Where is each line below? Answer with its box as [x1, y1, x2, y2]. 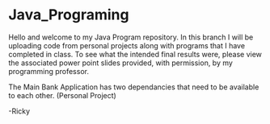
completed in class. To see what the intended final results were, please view [8, 49, 263, 59]
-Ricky [8, 106, 31, 116]
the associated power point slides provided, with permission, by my [8, 58, 233, 68]
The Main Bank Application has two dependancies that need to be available [8, 82, 259, 92]
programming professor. [8, 66, 89, 76]
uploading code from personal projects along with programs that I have [8, 40, 245, 50]
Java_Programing [8, 6, 129, 24]
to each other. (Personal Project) [8, 90, 117, 100]
